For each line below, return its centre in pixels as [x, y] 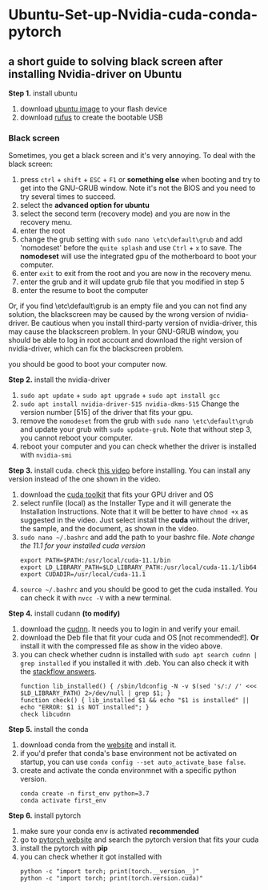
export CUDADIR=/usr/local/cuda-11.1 [83, 575]
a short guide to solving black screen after [116, 61]
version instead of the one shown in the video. [85, 479]
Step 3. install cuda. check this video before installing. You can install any [129, 470]
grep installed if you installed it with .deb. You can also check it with [134, 663]
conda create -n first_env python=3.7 [84, 794]
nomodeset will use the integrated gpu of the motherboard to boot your [138, 256]
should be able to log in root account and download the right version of [125, 340]
